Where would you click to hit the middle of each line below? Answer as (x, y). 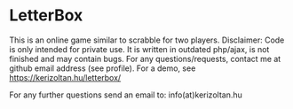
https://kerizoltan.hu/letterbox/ (65, 77)
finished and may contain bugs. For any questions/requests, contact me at (145, 58)
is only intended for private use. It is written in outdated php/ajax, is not (139, 49)
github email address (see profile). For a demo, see (103, 68)
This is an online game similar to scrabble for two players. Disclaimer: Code (147, 40)
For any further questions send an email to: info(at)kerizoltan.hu (126, 95)
